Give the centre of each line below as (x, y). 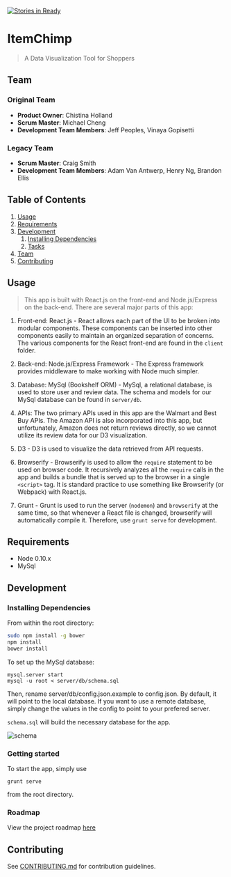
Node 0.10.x (34, 559)
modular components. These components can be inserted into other (115, 328)
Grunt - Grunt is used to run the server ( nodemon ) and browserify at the (118, 505)
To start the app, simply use (47, 768)
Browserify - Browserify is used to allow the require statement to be (115, 462)
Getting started (34, 754)
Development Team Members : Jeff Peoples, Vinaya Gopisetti (105, 130)
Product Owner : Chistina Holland (65, 115)
